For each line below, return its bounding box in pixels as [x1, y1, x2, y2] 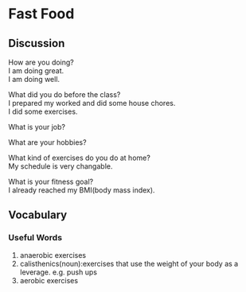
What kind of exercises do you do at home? [8, 153, 151, 162]
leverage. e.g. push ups [19, 267, 98, 277]
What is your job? [8, 123, 66, 131]
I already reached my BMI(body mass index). [8, 185, 155, 195]
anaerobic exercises [19, 250, 86, 259]
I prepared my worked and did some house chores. [8, 99, 176, 107]
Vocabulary [8, 208, 68, 222]
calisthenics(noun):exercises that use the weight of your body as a [19, 259, 239, 268]
